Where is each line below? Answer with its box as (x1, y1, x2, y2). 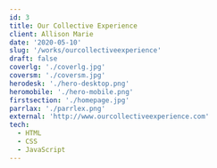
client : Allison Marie (9, 29, 94, 38)
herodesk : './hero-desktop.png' (9, 79, 129, 88)
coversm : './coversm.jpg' (9, 71, 105, 80)
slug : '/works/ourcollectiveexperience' (9, 46, 163, 55)
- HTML (17, 129, 42, 138)
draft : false (9, 54, 58, 63)
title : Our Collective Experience (9, 21, 138, 30)
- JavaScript (17, 145, 66, 154)
